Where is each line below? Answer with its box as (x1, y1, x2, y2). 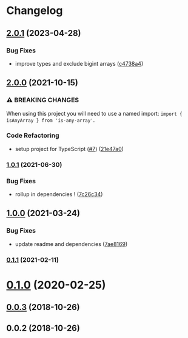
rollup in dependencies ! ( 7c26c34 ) (15, 191, 103, 198)
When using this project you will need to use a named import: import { (6, 110, 183, 117)
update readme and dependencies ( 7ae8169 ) (15, 240, 128, 247)
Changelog (6, 4, 63, 18)
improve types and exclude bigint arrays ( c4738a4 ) (15, 60, 144, 67)
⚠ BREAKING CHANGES (6, 96, 79, 104)
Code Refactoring (6, 132, 59, 140)
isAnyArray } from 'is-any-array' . (6, 116, 95, 124)
